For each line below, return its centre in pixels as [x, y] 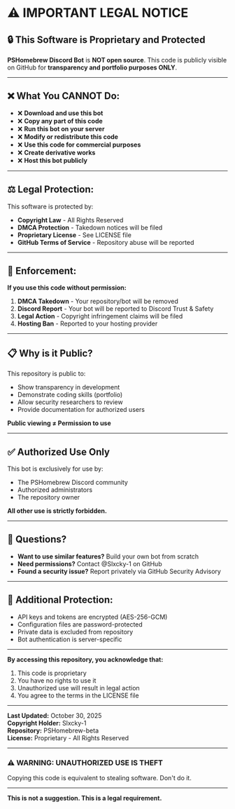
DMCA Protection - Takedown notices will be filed [90, 227]
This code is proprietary [52, 673]
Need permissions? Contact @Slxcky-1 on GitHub [90, 563]
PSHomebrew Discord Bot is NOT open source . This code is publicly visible [117, 60]
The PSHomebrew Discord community [72, 483]
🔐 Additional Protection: [60, 600]
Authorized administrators [55, 490]
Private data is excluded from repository [75, 631]
